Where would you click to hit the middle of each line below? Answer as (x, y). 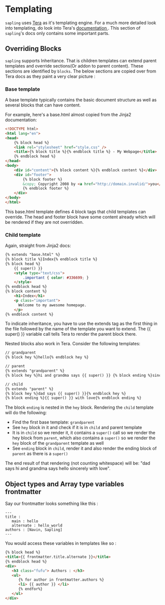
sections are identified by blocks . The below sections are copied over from (81, 71)
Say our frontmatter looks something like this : (52, 503)
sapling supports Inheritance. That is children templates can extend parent (81, 61)
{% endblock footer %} (46, 188)
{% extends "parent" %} (29, 389)
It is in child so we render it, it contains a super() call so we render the (84, 433)
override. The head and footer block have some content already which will (80, 217)
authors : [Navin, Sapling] (34, 530)
